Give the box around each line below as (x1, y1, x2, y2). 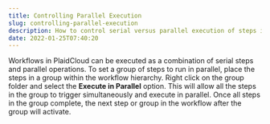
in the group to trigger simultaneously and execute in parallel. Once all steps (8, 90, 261, 100)
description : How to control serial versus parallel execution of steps (8, 26, 257, 34)
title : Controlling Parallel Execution (8, 11, 142, 20)
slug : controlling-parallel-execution (8, 19, 138, 27)
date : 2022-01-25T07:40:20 (8, 34, 99, 42)
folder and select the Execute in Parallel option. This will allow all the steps (8, 82, 257, 91)
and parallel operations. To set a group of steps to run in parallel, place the (8, 65, 256, 74)
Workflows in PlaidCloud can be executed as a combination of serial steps (8, 56, 254, 66)
